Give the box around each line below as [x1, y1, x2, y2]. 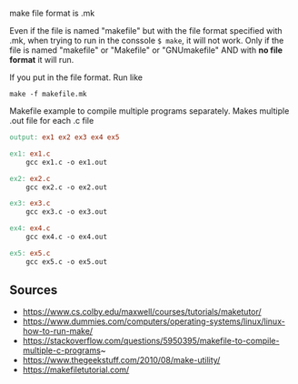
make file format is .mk [9, 8, 95, 18]
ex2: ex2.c [9, 174, 51, 183]
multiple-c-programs [22, 345, 102, 356]
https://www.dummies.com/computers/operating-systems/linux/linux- [22, 316, 286, 327]
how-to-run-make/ [22, 326, 94, 337]
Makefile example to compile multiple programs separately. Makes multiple [9, 106, 290, 116]
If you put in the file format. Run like [9, 72, 144, 83]
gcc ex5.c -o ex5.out [25, 257, 107, 267]
